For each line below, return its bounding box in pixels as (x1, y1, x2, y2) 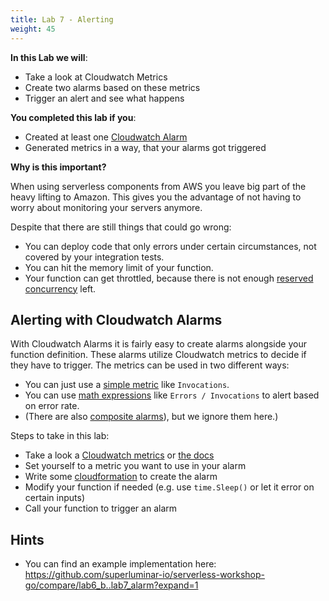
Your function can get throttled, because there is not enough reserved (24, 272, 314, 284)
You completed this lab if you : (10, 111, 137, 123)
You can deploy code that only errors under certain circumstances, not (24, 240, 317, 252)
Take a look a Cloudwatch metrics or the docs (24, 449, 215, 461)
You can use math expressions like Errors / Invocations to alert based (24, 389, 320, 401)
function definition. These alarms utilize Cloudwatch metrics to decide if (10, 349, 307, 361)
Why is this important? (10, 161, 107, 173)
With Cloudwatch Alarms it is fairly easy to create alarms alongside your (10, 338, 307, 350)
